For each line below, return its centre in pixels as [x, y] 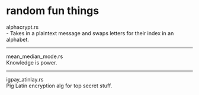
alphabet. [18, 39]
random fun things [53, 11]
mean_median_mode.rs [35, 56]
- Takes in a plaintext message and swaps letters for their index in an [90, 33]
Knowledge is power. [32, 62]
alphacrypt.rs [23, 27]
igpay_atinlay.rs [25, 79]
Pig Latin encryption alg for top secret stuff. [59, 86]
